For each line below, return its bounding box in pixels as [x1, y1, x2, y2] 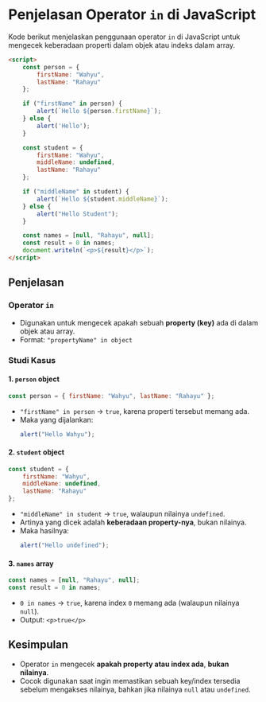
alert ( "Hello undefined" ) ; [19, 541, 110, 550]
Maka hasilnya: [19, 526, 69, 536]
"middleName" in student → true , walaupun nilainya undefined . [19, 509, 226, 519]
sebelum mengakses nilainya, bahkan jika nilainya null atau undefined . [19, 684, 252, 694]
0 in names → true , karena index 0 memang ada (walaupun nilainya [19, 598, 240, 607]
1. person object [8, 374, 60, 384]
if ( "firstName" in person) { [22, 99, 123, 108]
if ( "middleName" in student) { [22, 188, 129, 196]
